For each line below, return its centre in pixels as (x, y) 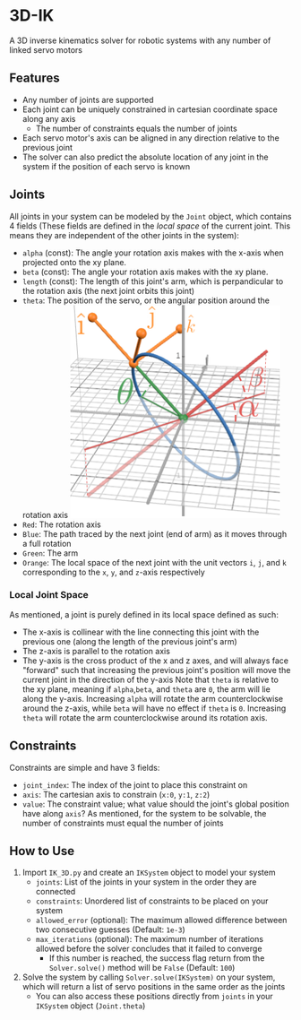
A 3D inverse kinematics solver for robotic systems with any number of (140, 40)
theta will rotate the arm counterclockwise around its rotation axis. (145, 717)
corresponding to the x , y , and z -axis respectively (114, 572)
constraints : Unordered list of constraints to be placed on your (152, 901)
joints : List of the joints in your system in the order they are (146, 882)
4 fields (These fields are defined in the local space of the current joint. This (150, 226)
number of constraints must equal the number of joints (123, 823)
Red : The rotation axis (61, 524)
